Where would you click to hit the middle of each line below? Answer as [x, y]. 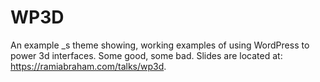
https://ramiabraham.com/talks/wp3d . [88, 66]
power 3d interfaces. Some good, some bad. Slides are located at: [146, 55]
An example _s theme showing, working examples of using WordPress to [160, 45]
